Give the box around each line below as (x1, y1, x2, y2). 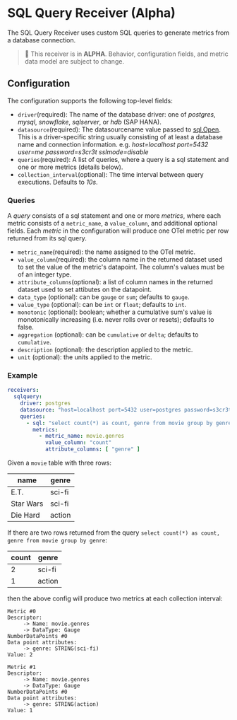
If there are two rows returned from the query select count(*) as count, (7, 528, 220, 537)
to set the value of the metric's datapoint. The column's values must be (17, 263, 225, 272)
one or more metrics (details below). (17, 163, 123, 171)
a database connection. (7, 35, 76, 44)
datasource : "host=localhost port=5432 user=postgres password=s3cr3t (20, 406, 232, 413)
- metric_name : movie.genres (38, 433, 125, 440)
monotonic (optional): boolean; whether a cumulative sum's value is (17, 308, 212, 316)
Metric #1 (7, 663, 37, 671)
